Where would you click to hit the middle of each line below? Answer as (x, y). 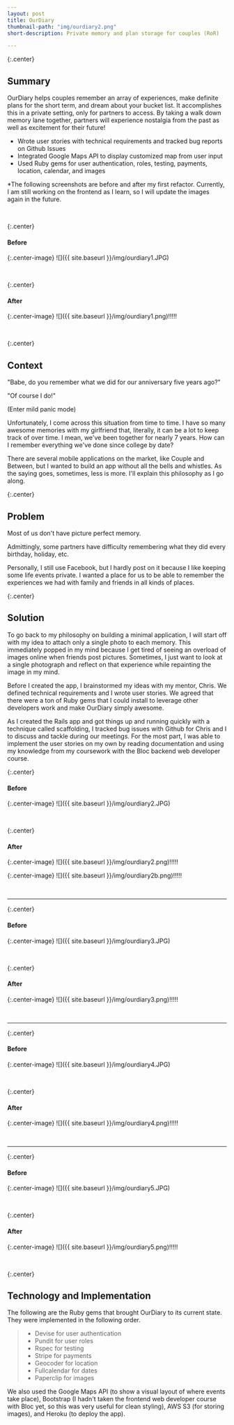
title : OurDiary (31, 20)
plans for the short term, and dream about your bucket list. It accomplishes (115, 105)
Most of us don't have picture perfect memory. (74, 533)
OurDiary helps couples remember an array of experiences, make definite (113, 98)
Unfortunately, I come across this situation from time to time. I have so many (117, 423)
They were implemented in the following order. (74, 1320)
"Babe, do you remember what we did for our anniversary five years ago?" (114, 382)
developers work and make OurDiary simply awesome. (86, 708)
